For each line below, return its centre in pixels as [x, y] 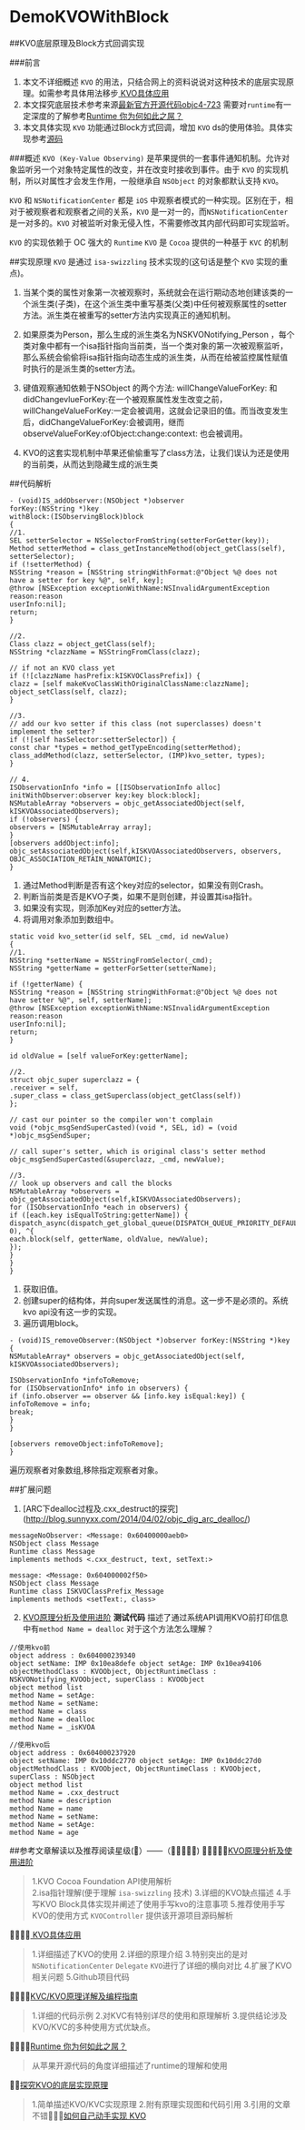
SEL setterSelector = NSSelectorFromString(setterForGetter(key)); [140, 540]
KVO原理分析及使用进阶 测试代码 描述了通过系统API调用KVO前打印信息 [155, 1617]
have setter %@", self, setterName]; [81, 1000]
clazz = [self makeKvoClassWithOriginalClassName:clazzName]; [129, 684]
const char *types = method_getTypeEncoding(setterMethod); [126, 747]
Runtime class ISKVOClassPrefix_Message [87, 1591]
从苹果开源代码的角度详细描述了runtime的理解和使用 [130, 2065]
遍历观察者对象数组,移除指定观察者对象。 [86, 1470]
